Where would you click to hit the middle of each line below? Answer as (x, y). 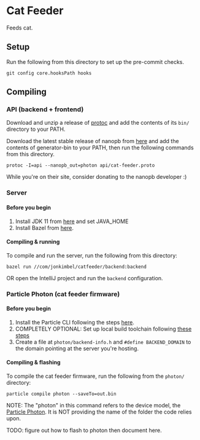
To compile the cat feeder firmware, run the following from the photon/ (96, 376)
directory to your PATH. (36, 129)
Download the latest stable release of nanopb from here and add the (93, 141)
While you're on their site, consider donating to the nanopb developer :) (97, 177)
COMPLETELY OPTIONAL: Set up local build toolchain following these (103, 329)
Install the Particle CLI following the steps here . (75, 322)
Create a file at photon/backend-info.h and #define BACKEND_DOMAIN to (103, 342)
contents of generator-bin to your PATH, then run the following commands (100, 147)
